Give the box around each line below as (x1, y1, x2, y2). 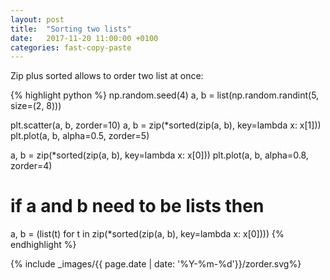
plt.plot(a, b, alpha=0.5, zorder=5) (10, 130, 150, 142)
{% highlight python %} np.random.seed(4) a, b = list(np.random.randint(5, (10, 89, 320, 101)
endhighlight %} (10, 239, 77, 251)
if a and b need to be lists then (10, 195, 265, 218)
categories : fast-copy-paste (10, 42, 132, 53)
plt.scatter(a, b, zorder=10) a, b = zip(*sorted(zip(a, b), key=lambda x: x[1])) (10, 119, 322, 131)
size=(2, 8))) (10, 100, 62, 112)
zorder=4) (10, 160, 53, 172)
